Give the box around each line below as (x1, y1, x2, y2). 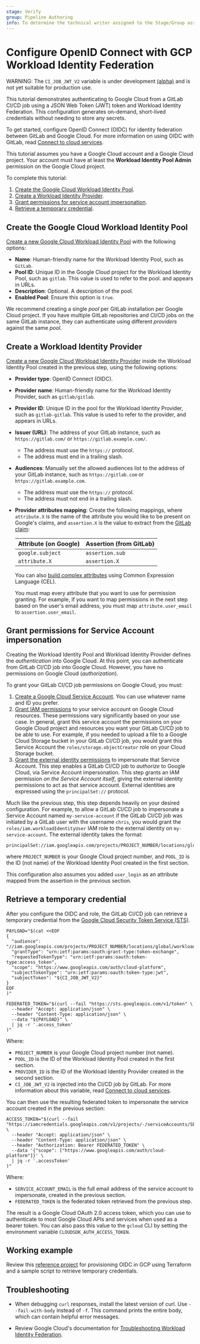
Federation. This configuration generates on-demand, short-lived (6, 108, 166, 115)
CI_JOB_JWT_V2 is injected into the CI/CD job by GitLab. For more (14, 1080, 171, 1087)
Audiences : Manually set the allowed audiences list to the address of (14, 464, 185, 471)
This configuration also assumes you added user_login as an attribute (6, 870, 179, 878)
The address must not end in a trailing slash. (23, 495, 133, 502)
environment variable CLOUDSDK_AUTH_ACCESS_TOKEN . (6, 1228, 130, 1235)
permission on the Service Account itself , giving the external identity (14, 775, 183, 782)
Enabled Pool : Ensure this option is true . (14, 294, 115, 301)
